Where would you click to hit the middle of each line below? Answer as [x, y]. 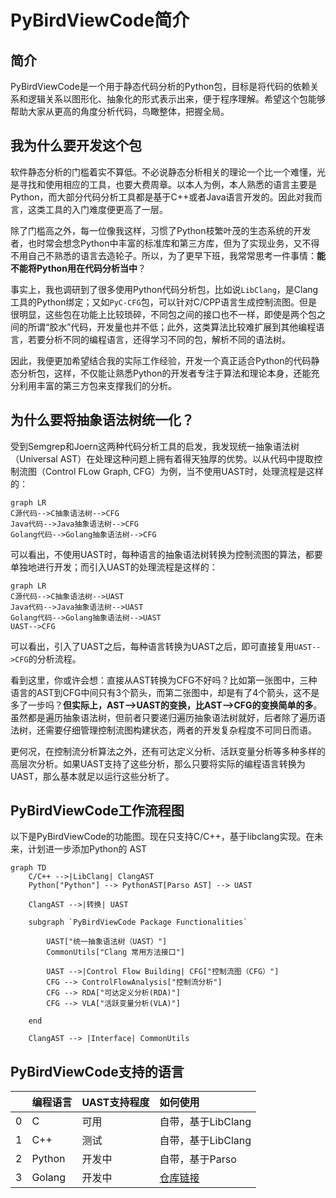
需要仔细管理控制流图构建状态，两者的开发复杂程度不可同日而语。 [180, 730]
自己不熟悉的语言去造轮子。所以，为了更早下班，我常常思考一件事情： [172, 255]
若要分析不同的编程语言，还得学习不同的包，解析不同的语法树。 [159, 339]
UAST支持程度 [115, 1103]
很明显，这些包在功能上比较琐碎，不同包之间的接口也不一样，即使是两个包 [163, 314]
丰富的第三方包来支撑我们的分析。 [106, 385]
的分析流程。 [55, 658]
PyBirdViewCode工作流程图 [97, 811]
